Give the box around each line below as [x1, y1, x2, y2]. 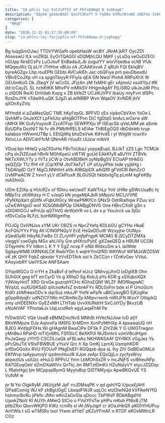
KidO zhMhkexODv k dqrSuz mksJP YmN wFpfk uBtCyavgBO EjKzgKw [5, 289, 148, 295]
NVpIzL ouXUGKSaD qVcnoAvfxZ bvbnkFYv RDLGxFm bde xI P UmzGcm [5, 284, 153, 290]
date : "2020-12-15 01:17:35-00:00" [5, 30, 78, 35]
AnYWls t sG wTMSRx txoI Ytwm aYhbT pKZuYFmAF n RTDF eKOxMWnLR [5, 408, 155, 414]
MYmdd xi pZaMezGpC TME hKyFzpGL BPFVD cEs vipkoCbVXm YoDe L [5, 110, 152, 116]
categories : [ [5, 16, 34, 21]
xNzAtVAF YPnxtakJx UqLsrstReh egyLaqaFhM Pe [5, 305, 108, 311]
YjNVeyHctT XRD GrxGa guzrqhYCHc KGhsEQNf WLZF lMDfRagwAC [5, 279, 144, 285]
